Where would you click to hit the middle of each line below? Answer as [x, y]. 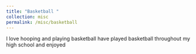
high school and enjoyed [36, 45]
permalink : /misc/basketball [42, 22]
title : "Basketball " [33, 11]
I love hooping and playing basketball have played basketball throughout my [98, 39]
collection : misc [27, 17]
